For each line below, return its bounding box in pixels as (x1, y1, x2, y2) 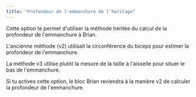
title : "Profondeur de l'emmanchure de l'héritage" (6, 8, 135, 15)
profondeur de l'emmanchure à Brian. (6, 31, 97, 38)
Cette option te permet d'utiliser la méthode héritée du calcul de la (6, 25, 167, 32)
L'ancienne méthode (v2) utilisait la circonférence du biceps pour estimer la (6, 42, 190, 49)
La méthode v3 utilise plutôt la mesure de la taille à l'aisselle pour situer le (6, 60, 185, 67)
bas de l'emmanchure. (6, 66, 61, 73)
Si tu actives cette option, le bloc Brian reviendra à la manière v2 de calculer (6, 78, 191, 85)
